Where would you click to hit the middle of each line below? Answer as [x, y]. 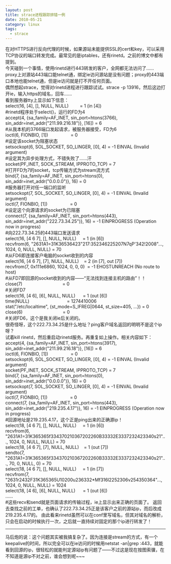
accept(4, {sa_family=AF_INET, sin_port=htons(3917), [61, 343]
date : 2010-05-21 [24, 19]
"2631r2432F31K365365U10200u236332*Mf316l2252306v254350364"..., [84, 480]
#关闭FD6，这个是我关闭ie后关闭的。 [44, 318]
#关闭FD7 [16, 290]
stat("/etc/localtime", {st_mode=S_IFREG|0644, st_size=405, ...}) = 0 [77, 307]
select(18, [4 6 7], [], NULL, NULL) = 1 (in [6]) [55, 425]
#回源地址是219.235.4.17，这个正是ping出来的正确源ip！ [64, 420]
